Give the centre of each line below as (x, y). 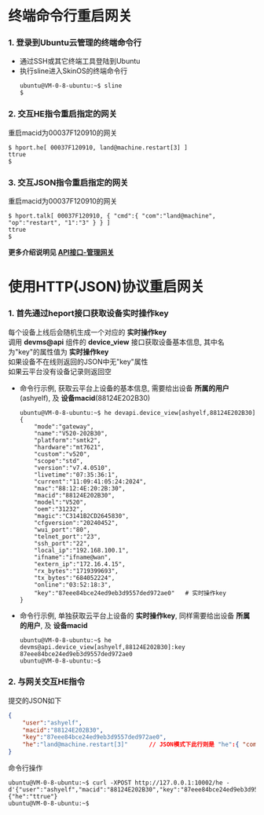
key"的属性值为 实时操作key (64, 351)
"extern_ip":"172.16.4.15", (80, 564)
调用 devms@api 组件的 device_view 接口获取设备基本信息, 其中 (113, 342)
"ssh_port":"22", (62, 543)
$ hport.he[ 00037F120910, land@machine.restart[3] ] (98, 147)
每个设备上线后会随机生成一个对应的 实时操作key (88, 332)
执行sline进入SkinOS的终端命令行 (73, 71)
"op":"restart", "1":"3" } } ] (59, 223)
